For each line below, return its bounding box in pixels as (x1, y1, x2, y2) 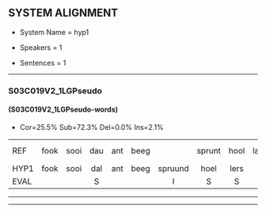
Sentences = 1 (19, 58, 66, 67)
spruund (158, 162, 189, 173)
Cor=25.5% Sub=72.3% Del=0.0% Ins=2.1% (19, 122, 164, 131)
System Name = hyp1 (19, 27, 89, 36)
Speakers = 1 (19, 43, 63, 52)
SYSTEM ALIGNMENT (8, 6, 119, 20)
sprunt (196, 145, 222, 156)
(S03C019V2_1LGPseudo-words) (8, 105, 119, 114)
